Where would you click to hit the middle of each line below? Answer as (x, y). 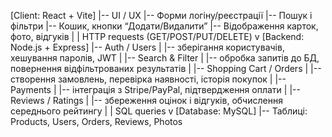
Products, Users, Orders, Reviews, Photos (96, 121)
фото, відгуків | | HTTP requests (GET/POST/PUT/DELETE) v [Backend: (157, 36)
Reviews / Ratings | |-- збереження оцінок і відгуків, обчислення (146, 100)
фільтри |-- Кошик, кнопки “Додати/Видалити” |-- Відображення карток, (164, 26)
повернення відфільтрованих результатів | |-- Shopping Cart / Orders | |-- (166, 68)
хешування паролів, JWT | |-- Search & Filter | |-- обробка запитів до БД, (165, 58)
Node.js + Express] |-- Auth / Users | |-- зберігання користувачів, (147, 47)
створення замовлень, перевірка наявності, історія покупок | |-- (148, 79)
